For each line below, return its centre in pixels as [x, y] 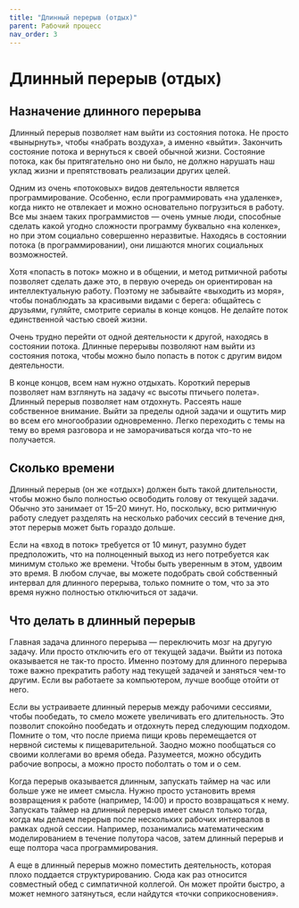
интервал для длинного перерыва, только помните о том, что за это [139, 583]
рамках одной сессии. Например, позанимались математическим [137, 829]
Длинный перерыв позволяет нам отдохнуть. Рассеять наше [126, 402]
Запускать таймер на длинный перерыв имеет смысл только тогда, [138, 810]
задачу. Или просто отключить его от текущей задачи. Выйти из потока [146, 651]
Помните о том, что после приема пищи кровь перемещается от [133, 735]
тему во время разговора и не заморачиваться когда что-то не [131, 430]
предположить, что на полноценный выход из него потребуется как [139, 555]
